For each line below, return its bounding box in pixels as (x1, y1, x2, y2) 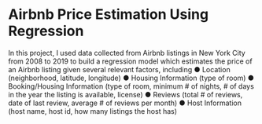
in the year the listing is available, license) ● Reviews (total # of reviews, (8, 89, 243, 99)
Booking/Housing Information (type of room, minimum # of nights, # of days (8, 81, 254, 91)
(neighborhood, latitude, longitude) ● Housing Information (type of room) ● (8, 73, 254, 82)
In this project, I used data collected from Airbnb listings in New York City (8, 48, 245, 57)
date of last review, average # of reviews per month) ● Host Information (8, 98, 242, 108)
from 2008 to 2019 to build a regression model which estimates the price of (8, 57, 253, 66)
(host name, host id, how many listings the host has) (8, 106, 178, 115)
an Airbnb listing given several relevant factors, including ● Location (8, 64, 231, 74)
